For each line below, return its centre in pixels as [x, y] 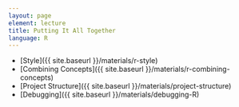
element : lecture [37, 23]
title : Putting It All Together [62, 30]
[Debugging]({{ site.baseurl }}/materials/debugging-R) [110, 95]
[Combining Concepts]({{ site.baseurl [82, 69]
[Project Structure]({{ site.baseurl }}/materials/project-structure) [125, 86]
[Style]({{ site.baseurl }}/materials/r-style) [89, 61]
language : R [28, 38]
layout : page [30, 16]
